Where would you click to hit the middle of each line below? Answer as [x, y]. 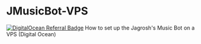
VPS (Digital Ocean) [31, 34]
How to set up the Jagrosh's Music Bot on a [140, 28]
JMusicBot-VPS [47, 11]
